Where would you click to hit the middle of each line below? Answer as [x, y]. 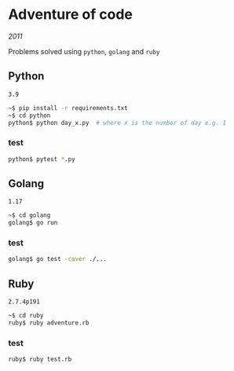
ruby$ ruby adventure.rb [49, 323]
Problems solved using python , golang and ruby [84, 51]
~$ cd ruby [26, 316]
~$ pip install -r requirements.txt [68, 108]
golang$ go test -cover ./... [58, 259]
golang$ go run [33, 223]
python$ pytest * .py [42, 159]
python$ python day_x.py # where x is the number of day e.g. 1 [117, 123]
